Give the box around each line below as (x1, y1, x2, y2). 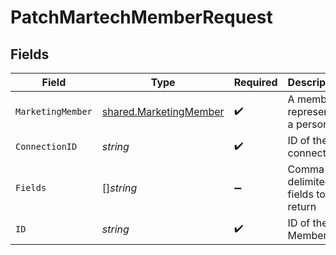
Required (233, 76, 278, 89)
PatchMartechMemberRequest (10, 6, 273, 29)
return (287, 200, 317, 213)
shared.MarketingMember (101, 105, 225, 118)
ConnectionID (15, 141, 78, 152)
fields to (287, 187, 326, 201)
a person (287, 117, 330, 131)
